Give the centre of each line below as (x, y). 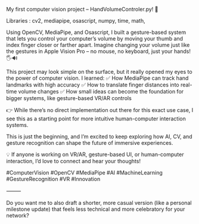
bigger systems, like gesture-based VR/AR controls (69, 98)
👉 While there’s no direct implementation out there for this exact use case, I (100, 110)
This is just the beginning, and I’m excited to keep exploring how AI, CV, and (99, 136)
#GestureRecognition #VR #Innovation (53, 179)
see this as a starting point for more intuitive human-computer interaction (96, 119)
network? (18, 215)
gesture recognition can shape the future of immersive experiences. (90, 143)
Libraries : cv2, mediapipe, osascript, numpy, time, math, (76, 21)
